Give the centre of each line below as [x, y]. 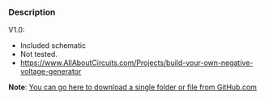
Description [32, 12]
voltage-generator [51, 72]
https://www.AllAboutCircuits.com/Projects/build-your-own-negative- [137, 63]
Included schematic [53, 46]
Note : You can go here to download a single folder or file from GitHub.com [133, 87]
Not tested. [39, 54]
